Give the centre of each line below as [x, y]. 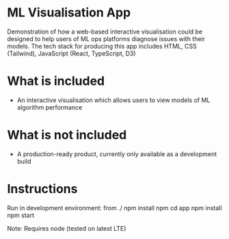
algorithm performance [50, 107]
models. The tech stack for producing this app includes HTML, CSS [102, 46]
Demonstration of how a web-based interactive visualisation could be [105, 32]
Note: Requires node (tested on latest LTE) [67, 228]
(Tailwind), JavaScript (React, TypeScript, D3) [71, 53]
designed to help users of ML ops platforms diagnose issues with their [106, 38]
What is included [56, 81]
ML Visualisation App [69, 13]
